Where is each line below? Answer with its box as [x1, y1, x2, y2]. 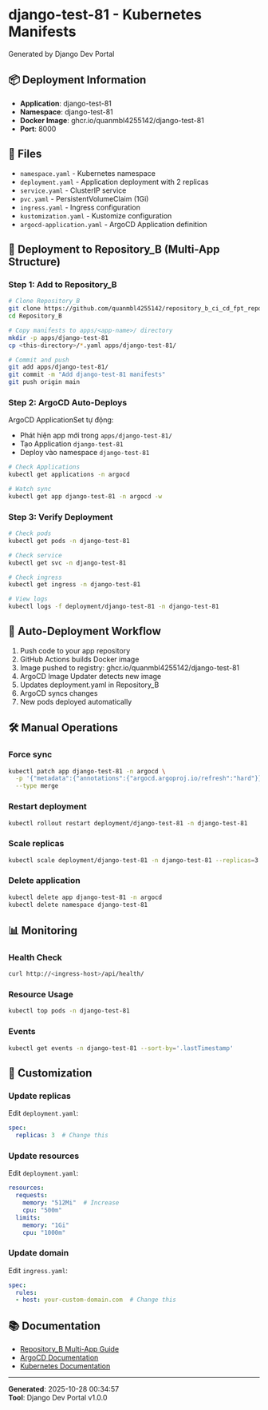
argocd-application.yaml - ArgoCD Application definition [19, 219, 207, 229]
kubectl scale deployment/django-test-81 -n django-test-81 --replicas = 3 [8, 856, 259, 865]
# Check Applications [8, 463, 81, 471]
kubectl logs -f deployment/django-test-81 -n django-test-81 [8, 602, 219, 611]
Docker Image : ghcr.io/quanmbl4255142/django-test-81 [19, 115, 205, 125]
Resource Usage [8, 989, 73, 1001]
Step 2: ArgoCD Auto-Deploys [8, 397, 128, 408]
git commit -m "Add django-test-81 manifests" [8, 370, 166, 379]
